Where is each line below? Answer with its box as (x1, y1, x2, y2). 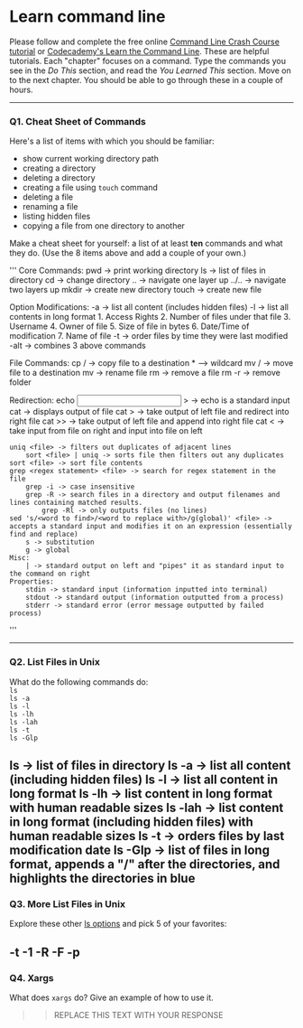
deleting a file (22, 192, 74, 202)
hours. (9, 84, 33, 95)
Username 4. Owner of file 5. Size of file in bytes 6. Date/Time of (9, 321, 250, 332)
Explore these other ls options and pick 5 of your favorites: (9, 919, 227, 930)
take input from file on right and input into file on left (9, 425, 203, 436)
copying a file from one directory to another (22, 220, 185, 231)
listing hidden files (22, 210, 91, 222)
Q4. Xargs (9, 971, 54, 984)
